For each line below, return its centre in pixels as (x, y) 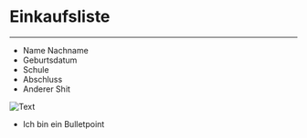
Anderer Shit (47, 89)
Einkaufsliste (60, 17)
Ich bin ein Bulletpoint (64, 123)
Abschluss (42, 79)
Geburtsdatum (50, 60)
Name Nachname (55, 50)
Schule (36, 69)
